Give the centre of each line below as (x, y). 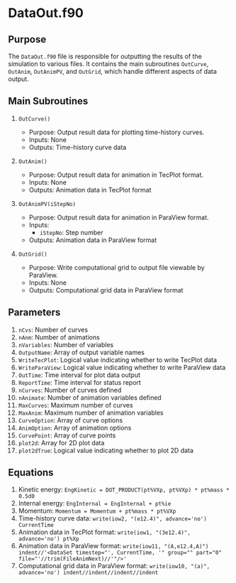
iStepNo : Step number (71, 232)
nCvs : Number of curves (53, 329)
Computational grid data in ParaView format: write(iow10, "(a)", (114, 566)
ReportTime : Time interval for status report (79, 382)
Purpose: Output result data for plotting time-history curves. (117, 132)
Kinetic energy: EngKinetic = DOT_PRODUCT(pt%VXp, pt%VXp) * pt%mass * (124, 490)
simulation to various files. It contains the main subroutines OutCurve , (108, 64)
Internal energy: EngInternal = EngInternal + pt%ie (95, 503)
